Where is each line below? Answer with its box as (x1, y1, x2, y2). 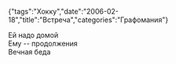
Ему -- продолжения (8, 39, 79, 48)
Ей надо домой (8, 31, 59, 40)
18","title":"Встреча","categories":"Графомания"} (8, 15, 169, 24)
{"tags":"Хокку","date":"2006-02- (8, 7, 119, 16)
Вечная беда (8, 47, 51, 56)
